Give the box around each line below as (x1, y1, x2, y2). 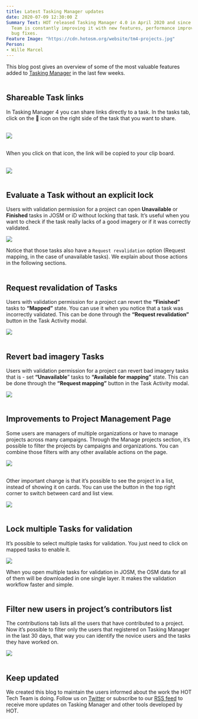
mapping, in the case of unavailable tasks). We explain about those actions (6, 253, 188, 260)
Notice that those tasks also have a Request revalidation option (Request (6, 247, 186, 254)
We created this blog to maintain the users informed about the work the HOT (6, 688, 192, 695)
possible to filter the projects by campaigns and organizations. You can (6, 442, 179, 449)
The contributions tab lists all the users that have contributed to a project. (6, 619, 184, 627)
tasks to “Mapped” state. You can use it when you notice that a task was (6, 304, 184, 312)
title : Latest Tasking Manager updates (6, 8, 104, 15)
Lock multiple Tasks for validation (6, 524, 133, 534)
